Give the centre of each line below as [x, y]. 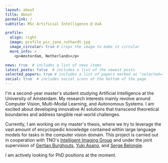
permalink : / [19, 19]
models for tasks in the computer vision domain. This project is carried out [82, 135]
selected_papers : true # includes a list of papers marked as [71, 74]
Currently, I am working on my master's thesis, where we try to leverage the [83, 124]
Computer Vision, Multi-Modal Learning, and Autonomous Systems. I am [80, 104]
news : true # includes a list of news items [53, 65]
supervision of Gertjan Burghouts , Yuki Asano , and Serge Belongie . [74, 145]
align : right [23, 37]
